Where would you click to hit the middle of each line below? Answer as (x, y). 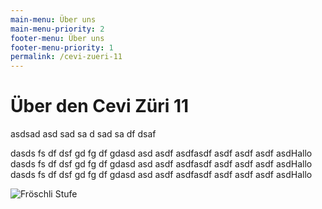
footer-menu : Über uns (57, 38)
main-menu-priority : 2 (57, 29)
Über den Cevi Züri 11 (100, 106)
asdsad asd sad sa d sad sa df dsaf (83, 134)
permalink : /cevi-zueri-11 (66, 57)
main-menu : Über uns (53, 19)
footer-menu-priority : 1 (62, 47)
